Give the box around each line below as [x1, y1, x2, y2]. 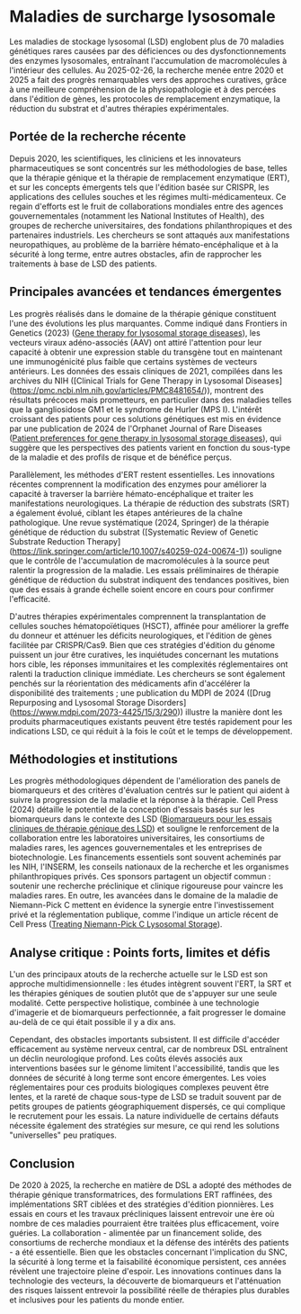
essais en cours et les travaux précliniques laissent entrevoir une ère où [9, 1209, 275, 1219]
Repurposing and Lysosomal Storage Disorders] [9, 697, 187, 707]
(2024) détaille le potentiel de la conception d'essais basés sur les [9, 804, 255, 815]
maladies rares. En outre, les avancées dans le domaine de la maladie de [9, 890, 279, 901]
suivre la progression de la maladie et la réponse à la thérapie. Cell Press [9, 795, 279, 805]
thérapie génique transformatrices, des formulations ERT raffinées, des [9, 1190, 272, 1200]
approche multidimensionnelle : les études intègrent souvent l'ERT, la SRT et [9, 978, 292, 989]
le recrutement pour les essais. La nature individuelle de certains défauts [9, 1111, 279, 1121]
